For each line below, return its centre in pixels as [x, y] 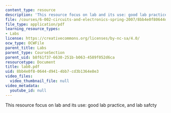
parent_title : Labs [26, 48]
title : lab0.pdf [22, 67]
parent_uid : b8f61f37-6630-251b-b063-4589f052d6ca [60, 57]
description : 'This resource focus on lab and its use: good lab [76, 15]
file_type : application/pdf [35, 24]
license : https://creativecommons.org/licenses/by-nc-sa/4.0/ [73, 39]
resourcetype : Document [31, 62]
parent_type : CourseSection [35, 52]
